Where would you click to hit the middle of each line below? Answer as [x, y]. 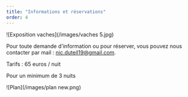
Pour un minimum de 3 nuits [41, 75]
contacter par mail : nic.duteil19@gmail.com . [61, 52]
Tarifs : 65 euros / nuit [34, 64]
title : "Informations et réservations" [56, 12]
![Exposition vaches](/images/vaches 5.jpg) [60, 34]
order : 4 [17, 17]
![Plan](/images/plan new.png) [44, 87]
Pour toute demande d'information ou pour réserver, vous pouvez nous [94, 46]
